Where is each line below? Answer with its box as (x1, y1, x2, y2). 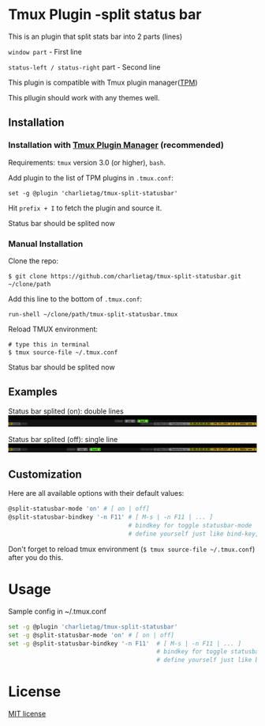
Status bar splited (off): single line (8, 434, 118, 444)
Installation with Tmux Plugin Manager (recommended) (8, 140, 225, 151)
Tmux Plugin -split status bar (8, 6, 202, 24)
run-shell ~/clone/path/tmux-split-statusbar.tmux (8, 310, 178, 318)
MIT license (8, 709, 47, 719)
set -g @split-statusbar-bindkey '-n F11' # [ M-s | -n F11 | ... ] (8, 639, 242, 648)
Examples (8, 385, 58, 399)
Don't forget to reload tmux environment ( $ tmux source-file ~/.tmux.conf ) (8, 544, 256, 554)
